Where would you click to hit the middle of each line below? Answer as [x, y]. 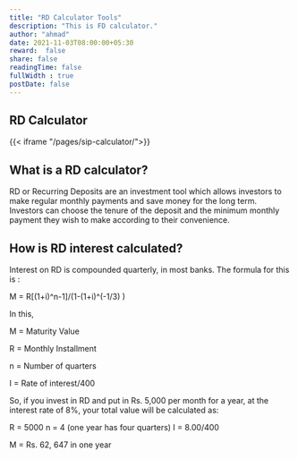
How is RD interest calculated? [96, 248]
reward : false [38, 51]
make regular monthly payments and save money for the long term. [133, 201]
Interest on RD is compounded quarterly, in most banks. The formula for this [149, 270]
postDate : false [39, 84]
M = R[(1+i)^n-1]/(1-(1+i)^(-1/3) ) [68, 297]
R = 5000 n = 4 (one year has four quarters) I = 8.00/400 [114, 428]
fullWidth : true [42, 76]
